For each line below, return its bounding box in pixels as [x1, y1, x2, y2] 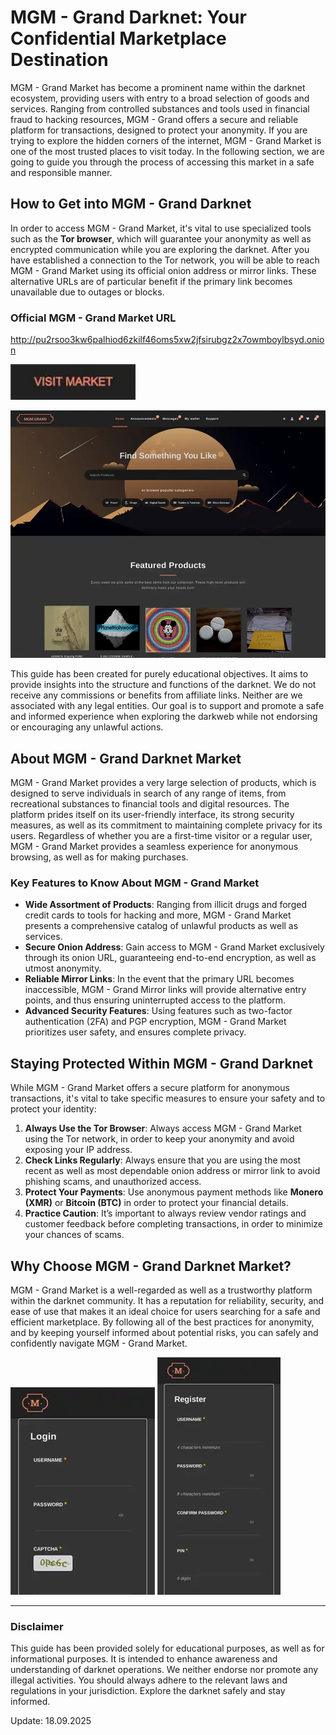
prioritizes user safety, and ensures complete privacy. [24, 1026, 247, 1038]
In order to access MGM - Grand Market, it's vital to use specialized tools [10, 222, 312, 234]
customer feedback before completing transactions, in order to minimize [24, 1218, 324, 1230]
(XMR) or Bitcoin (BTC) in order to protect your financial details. [24, 1197, 289, 1209]
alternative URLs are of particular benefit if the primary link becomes [10, 275, 293, 287]
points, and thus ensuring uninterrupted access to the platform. [24, 994, 287, 1006]
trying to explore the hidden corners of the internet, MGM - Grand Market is [10, 134, 322, 146]
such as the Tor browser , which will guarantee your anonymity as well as [10, 232, 312, 245]
